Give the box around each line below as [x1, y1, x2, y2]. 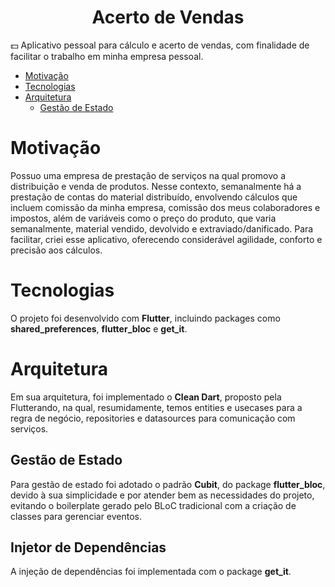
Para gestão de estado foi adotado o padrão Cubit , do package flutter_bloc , [10, 478, 326, 490]
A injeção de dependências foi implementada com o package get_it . [10, 566, 292, 578]
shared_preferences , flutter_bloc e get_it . [10, 322, 188, 335]
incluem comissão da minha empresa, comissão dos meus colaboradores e [10, 201, 321, 213]
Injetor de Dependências [10, 539, 167, 556]
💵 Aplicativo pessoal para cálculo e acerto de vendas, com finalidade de [10, 39, 310, 51]
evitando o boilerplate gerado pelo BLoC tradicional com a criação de [10, 499, 297, 511]
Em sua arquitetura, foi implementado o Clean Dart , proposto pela [10, 391, 282, 403]
